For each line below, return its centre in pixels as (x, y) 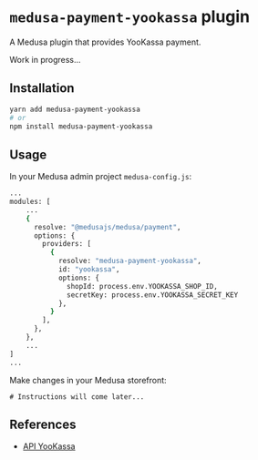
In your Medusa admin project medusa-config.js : (101, 177)
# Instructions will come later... (77, 397)
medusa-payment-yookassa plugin (130, 17)
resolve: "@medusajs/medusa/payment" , (107, 227)
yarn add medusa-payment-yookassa (75, 109)
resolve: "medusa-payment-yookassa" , (130, 261)
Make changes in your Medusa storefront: (88, 380)
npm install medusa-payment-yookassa (81, 126)
